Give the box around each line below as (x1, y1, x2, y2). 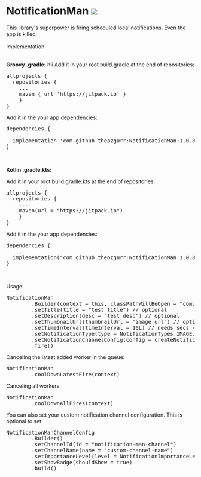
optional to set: (6, 417, 43, 424)
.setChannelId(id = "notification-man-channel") (31, 441, 177, 448)
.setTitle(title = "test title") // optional (31, 306, 167, 313)
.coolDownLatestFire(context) (31, 371, 120, 378)
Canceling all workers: (6, 382, 61, 390)
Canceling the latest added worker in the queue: (6, 353, 125, 360)
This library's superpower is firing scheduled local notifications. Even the (6, 24, 186, 31)
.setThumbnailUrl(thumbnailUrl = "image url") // (31, 318, 180, 325)
